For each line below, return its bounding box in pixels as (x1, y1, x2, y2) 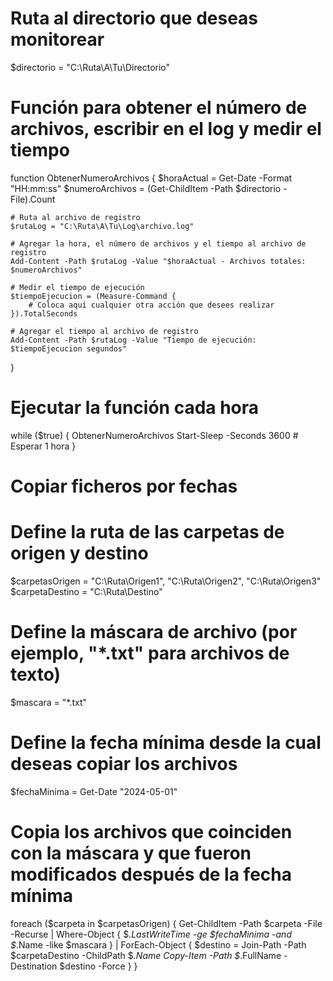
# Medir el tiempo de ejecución (10, 282, 145, 292)
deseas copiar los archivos (10, 753, 238, 776)
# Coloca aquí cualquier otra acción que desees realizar (28, 300, 275, 310)
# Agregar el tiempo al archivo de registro (10, 326, 199, 336)
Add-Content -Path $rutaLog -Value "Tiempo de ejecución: (10, 335, 257, 345)
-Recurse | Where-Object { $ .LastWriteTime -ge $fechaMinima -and (10, 928, 292, 940)
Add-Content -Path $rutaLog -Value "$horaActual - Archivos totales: (10, 256, 307, 266)
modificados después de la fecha (10, 863, 292, 886)
